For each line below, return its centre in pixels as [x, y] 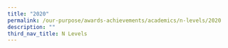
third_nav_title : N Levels [47, 34]
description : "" [31, 27]
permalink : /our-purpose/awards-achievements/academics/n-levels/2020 [114, 20]
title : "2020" [28, 14]
